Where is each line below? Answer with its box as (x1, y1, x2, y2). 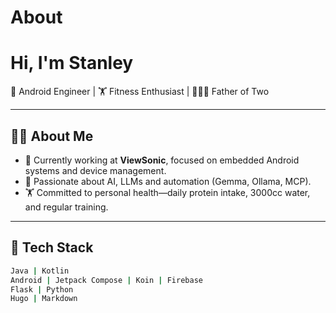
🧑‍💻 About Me (10, 127, 94, 145)
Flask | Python (10, 284, 74, 295)
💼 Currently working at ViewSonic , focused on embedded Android (24, 154, 300, 166)
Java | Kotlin (10, 266, 70, 276)
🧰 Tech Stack (10, 239, 94, 256)
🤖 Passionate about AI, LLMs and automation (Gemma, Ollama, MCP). (24, 175, 312, 187)
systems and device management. (24, 164, 167, 176)
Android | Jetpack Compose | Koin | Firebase (10, 275, 203, 285)
